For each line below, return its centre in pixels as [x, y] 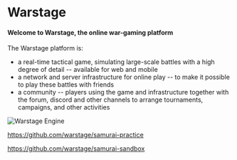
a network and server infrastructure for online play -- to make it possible [123, 77]
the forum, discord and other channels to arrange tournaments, [110, 100]
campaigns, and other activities [64, 107]
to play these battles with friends [66, 85]
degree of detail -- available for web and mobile [88, 70]
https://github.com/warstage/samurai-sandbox [76, 149]
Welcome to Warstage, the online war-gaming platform [90, 32]
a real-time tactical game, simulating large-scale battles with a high [116, 62]
